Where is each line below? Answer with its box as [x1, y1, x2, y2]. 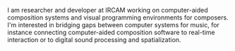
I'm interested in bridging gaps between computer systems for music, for [7, 21, 220, 29]
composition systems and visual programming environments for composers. [7, 13, 229, 22]
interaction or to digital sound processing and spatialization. [7, 36, 181, 44]
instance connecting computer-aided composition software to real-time [7, 28, 215, 36]
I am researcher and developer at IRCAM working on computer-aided [7, 6, 208, 14]
